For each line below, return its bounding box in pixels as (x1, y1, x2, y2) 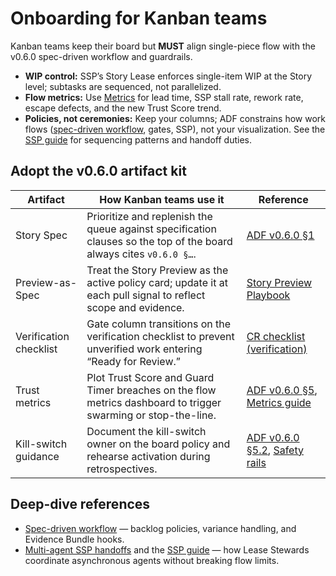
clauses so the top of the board (86, 234, 233, 248)
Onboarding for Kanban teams (10, 7, 268, 30)
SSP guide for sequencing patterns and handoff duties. (24, 133, 252, 146)
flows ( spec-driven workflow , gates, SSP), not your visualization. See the (24, 123, 326, 135)
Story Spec (15, 228, 68, 242)
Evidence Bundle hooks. (24, 533, 125, 545)
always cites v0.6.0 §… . (86, 247, 197, 261)
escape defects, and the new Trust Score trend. (24, 102, 222, 114)
